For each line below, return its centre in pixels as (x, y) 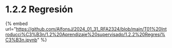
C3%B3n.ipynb (21, 40)
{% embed (17, 23)
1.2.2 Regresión (39, 9)
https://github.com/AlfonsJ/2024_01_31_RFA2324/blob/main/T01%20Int (91, 29)
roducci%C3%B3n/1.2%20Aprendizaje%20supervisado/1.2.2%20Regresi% (85, 34)
